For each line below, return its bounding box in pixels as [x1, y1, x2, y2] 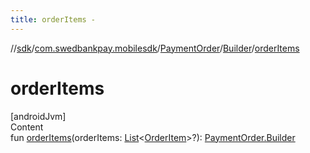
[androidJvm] [10, 110, 67, 122]
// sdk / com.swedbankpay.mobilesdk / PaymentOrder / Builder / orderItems [10, 42, 300, 54]
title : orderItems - [10, 14, 97, 25]
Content [10, 121, 44, 133]
